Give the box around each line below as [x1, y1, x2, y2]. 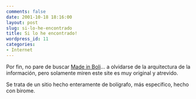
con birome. [6, 87, 35, 94]
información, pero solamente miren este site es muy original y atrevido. [6, 69, 178, 77]
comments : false [6, 8, 46, 15]
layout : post [6, 19, 38, 25]
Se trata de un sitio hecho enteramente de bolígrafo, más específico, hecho [6, 81, 190, 88]
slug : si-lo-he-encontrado [6, 25, 72, 31]
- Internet [6, 47, 33, 53]
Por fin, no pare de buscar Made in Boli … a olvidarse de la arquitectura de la [6, 63, 191, 70]
